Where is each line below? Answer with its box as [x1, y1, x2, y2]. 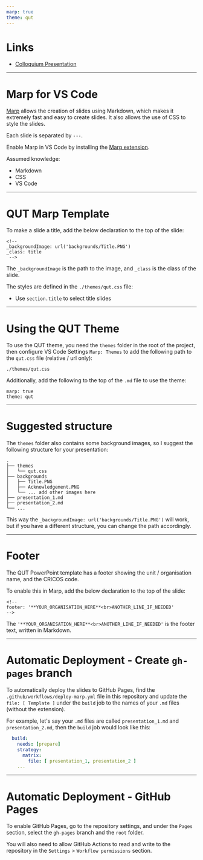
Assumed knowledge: [6, 155, 60, 163]
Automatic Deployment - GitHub [6, 790, 171, 803]
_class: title [6, 249, 42, 255]
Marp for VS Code [6, 87, 98, 101]
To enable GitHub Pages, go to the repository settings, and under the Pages [6, 823, 193, 830]
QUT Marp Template [6, 207, 110, 221]
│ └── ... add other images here [6, 489, 96, 496]
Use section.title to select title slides [14, 295, 112, 302]
